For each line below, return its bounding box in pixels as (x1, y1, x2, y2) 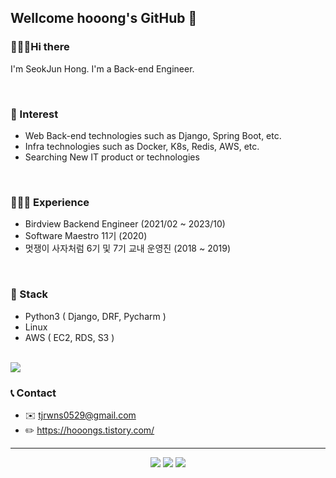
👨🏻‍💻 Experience (10, 195, 90, 209)
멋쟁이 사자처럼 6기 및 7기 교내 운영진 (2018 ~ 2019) (24, 242, 231, 255)
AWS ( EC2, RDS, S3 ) (24, 331, 115, 343)
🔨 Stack (10, 287, 49, 301)
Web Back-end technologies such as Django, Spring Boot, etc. (24, 129, 282, 141)
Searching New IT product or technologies (24, 151, 200, 163)
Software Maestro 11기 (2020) (24, 230, 148, 242)
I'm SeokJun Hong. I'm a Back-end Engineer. (10, 62, 195, 75)
